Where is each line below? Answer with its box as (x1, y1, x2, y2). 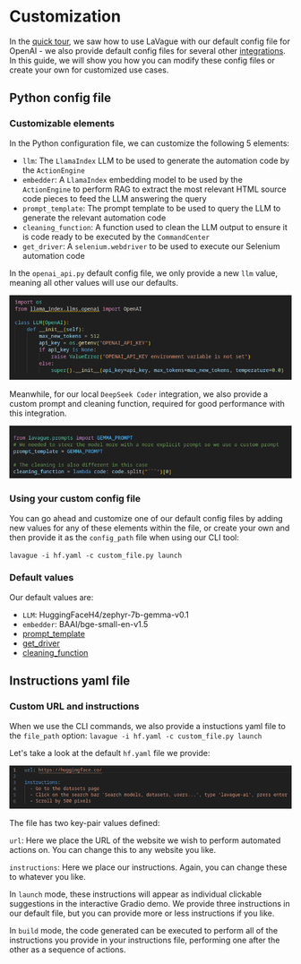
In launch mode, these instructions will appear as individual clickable (9, 889, 262, 899)
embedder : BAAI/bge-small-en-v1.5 (21, 618, 149, 629)
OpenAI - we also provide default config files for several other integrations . (9, 45, 287, 56)
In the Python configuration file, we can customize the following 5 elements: (9, 137, 289, 149)
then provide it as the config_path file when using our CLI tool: (9, 531, 240, 543)
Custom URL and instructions (9, 701, 140, 713)
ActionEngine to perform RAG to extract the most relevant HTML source (21, 184, 287, 194)
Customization (9, 6, 121, 27)
